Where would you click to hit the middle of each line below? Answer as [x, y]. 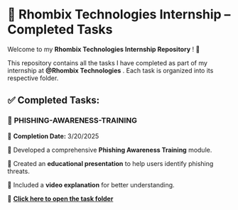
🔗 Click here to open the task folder [60, 199]
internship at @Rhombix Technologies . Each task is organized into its [110, 70]
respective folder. [33, 78]
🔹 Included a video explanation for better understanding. [91, 184]
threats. [18, 171]
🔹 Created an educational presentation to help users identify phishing [110, 163]
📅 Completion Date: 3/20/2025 [53, 136]
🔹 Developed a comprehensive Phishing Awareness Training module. [110, 150]
